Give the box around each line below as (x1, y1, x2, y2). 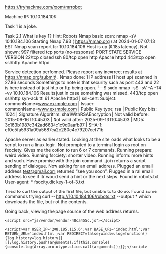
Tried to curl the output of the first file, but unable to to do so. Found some (5, 189, 157, 194)
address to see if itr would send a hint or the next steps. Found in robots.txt (5, 174, 159, 179)
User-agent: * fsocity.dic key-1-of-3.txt (5, 179, 85, 185)
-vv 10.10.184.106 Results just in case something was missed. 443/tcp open (5, 90, 158, 96)
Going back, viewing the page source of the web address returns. (5, 208, 139, 214)
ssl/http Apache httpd (5, 60, 50, 65)
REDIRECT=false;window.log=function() (67, 231, 148, 236)
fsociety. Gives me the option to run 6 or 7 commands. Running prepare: (5, 147, 153, 153)
